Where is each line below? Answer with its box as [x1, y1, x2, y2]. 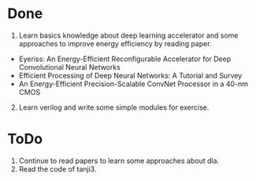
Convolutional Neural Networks [18, 62, 121, 71]
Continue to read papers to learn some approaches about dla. [18, 156, 220, 165]
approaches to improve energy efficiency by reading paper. [18, 38, 212, 48]
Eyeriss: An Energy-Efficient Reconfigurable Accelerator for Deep [18, 54, 232, 63]
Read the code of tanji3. [18, 164, 97, 173]
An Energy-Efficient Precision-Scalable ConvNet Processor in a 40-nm [18, 79, 249, 89]
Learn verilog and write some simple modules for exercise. [18, 103, 210, 112]
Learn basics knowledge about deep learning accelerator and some [18, 31, 239, 40]
